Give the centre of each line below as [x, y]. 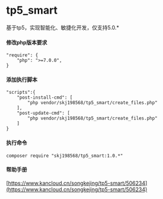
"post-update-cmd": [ [43, 113]
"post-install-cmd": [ [45, 98]
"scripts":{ [21, 93]
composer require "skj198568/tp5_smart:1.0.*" [65, 156]
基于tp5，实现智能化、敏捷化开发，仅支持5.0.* [63, 27]
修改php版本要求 [27, 42]
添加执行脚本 [22, 79]
